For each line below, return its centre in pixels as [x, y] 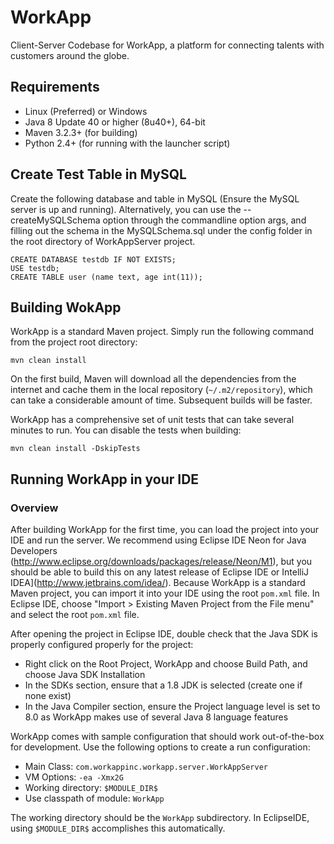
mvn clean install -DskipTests [75, 449]
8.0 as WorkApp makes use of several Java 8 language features [156, 717]
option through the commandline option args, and [204, 220]
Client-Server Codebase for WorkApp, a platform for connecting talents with [167, 45]
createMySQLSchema [55, 220]
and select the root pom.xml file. [75, 615]
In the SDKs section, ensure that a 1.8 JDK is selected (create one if [163, 685]
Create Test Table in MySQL [98, 174]
